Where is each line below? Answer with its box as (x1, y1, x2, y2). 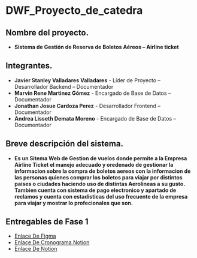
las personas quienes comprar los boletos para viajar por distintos (14, 173, 183, 181)
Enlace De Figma (14, 232, 56, 240)
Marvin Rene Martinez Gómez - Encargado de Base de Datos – (14, 89, 171, 97)
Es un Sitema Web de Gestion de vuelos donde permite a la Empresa (14, 154, 187, 162)
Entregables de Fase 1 (5, 217, 89, 227)
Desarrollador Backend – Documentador (14, 83, 114, 90)
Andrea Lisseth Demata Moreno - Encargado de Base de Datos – (14, 115, 176, 122)
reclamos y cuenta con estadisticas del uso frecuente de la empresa (14, 193, 188, 200)
